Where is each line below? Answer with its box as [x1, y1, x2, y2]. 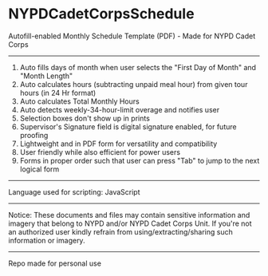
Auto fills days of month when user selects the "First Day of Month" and [19, 62, 257, 72]
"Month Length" [19, 71, 73, 81]
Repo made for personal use [8, 258, 102, 268]
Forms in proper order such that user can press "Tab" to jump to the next [19, 156, 260, 165]
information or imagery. [8, 235, 85, 245]
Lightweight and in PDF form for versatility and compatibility [19, 139, 218, 148]
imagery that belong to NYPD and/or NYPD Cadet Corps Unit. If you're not [8, 219, 253, 228]
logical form [19, 164, 60, 174]
